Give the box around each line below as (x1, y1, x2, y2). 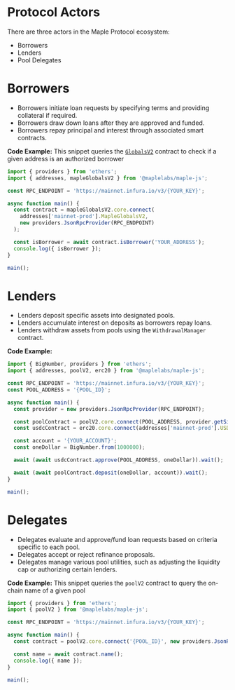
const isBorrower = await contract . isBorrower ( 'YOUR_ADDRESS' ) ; (13, 238, 205, 245)
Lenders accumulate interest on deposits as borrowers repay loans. (17, 318, 212, 327)
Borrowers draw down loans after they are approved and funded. (17, 119, 205, 127)
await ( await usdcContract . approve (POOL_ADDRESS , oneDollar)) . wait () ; (13, 456, 224, 464)
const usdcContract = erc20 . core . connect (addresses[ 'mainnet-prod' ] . (13, 425, 220, 432)
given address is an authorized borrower (7, 154, 124, 163)
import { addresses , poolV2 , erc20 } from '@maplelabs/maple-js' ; (7, 367, 205, 374)
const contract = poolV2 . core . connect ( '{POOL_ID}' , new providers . (13, 638, 215, 645)
